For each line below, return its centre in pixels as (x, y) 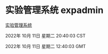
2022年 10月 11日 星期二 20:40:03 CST (46, 35)
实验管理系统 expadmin (55, 10)
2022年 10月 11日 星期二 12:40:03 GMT (46, 46)
